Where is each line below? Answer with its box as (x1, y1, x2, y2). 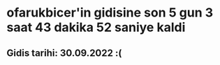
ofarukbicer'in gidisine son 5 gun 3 (6, 5, 214, 21)
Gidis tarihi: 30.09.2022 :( (6, 47, 122, 59)
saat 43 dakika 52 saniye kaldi (6, 19, 186, 35)
